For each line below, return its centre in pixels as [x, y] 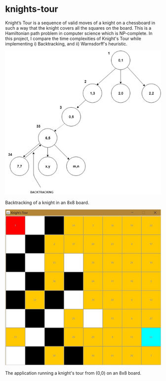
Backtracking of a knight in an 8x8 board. [47, 202]
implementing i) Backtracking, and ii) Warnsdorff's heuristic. [66, 43]
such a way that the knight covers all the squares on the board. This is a [78, 28]
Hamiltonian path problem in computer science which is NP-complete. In [79, 33]
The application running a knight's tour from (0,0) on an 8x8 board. [73, 373]
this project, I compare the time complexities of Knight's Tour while [73, 39]
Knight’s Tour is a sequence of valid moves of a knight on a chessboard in [80, 23]
